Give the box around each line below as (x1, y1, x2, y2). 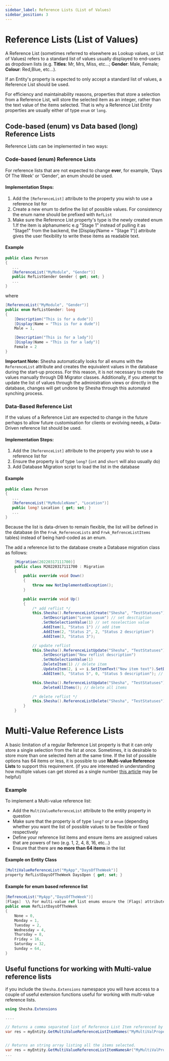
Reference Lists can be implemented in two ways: (5, 143, 108, 149)
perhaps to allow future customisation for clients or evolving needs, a (5, 420, 149, 426)
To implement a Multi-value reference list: (5, 798, 92, 804)
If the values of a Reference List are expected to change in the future (5, 414, 148, 421)
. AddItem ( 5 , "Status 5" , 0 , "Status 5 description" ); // (41, 671, 163, 676)
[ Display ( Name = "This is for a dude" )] (14, 321, 100, 326)
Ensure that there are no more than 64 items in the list (12, 845, 126, 851)
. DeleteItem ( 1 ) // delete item (41, 662, 107, 667)
